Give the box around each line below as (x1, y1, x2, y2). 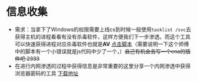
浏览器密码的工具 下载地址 (14, 70, 78, 77)
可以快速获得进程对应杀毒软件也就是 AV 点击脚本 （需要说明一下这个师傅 (14, 40, 189, 47)
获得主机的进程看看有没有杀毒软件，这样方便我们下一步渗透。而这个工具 (14, 33, 191, 40)
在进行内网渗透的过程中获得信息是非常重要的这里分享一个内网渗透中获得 (14, 62, 191, 69)
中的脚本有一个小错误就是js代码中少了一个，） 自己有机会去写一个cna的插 (14, 47, 191, 54)
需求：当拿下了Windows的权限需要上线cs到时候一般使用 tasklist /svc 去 (14, 26, 192, 33)
